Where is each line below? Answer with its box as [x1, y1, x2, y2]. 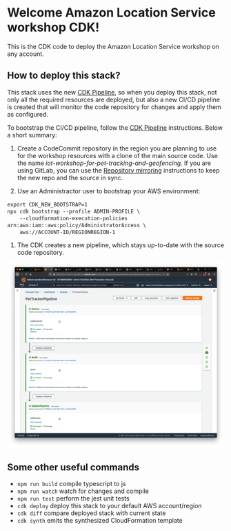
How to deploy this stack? [7, 70, 121, 81]
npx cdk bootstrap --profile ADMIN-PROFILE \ [7, 208, 140, 215]
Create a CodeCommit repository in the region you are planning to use [17, 144, 217, 153]
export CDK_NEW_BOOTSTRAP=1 [7, 201, 88, 208]
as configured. [7, 110, 49, 118]
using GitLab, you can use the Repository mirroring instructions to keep [17, 166, 220, 174]
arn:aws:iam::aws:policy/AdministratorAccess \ [7, 222, 147, 229]
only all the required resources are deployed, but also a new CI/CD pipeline [7, 95, 221, 104]
